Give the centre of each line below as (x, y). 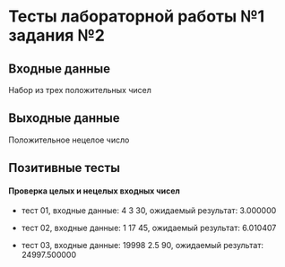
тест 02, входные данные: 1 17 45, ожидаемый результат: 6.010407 (149, 228)
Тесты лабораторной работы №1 (137, 17)
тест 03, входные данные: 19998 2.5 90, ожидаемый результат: (142, 245)
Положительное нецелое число (69, 140)
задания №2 (56, 35)
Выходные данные (64, 118)
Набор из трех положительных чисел (80, 90)
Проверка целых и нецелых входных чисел (94, 191)
